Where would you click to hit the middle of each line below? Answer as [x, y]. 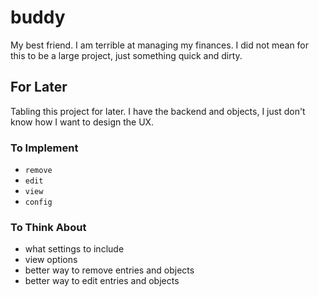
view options [51, 260]
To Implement [44, 148]
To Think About [48, 227]
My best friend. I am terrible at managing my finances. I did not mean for [160, 45]
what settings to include [74, 249]
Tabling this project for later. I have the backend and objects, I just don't [158, 111]
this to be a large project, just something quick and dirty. [126, 55]
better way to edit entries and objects [102, 281]
